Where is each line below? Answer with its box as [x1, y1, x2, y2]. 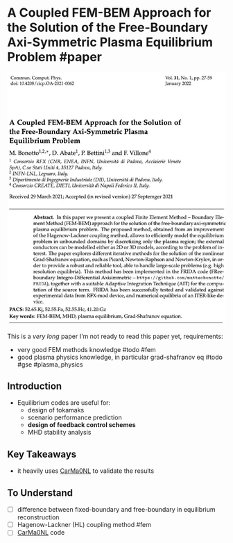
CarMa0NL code [17, 528, 65, 537]
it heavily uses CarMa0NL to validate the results [17, 467, 155, 475]
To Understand [7, 487, 74, 499]
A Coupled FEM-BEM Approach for [7, 5, 212, 21]
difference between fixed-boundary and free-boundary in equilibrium [17, 506, 216, 514]
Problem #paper [7, 49, 103, 65]
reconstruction [17, 513, 60, 521]
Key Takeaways [7, 448, 77, 460]
